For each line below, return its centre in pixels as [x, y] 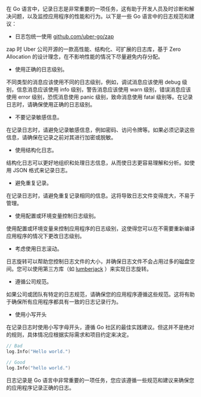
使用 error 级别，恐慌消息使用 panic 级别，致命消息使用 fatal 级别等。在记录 [100, 97]
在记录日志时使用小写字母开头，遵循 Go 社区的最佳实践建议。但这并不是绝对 [100, 327]
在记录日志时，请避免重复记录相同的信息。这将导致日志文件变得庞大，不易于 [100, 196]
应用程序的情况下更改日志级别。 [45, 236]
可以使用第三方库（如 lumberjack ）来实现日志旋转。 [87, 269]
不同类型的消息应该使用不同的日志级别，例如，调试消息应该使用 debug [94, 82]
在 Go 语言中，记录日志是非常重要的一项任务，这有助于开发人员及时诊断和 [98, 9]
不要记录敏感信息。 [39, 117]
